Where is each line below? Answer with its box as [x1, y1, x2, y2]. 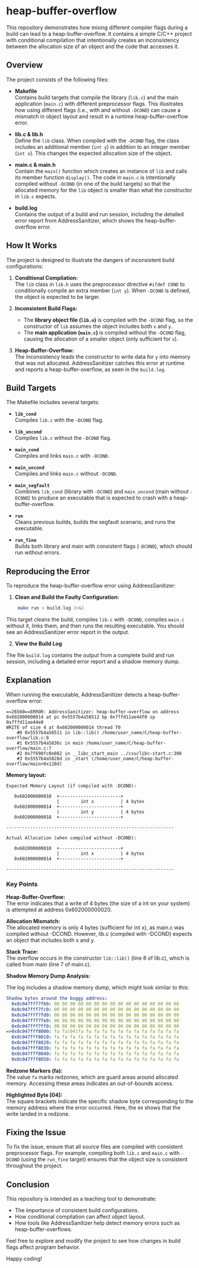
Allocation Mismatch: [6, 918, 61, 925]
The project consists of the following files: [6, 76, 109, 83]
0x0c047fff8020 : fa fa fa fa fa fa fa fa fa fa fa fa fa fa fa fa [11, 1040, 179, 1046]
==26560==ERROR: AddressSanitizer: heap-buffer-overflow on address [6, 708, 179, 715]
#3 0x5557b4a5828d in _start [17, 755, 89, 761]
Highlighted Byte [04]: [6, 1091, 63, 1098]
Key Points [6, 880, 38, 888]
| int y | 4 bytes [56, 808, 145, 815]
